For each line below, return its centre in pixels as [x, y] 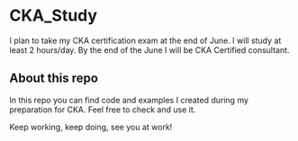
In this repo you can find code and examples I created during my [129, 100]
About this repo [54, 79]
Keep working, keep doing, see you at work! [91, 127]
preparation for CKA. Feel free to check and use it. [103, 110]
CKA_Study [53, 16]
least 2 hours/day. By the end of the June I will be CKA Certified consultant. [149, 49]
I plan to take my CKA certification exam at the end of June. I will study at [145, 40]
